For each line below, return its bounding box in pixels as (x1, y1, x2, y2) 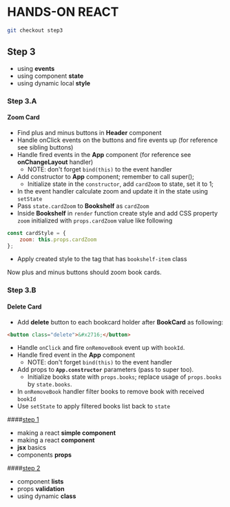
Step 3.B (7, 285, 36, 295)
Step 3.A (7, 96, 37, 105)
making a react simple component (17, 428, 116, 437)
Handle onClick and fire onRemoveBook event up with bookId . (17, 344, 185, 352)
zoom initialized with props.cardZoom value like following (17, 216, 173, 225)
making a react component (17, 436, 95, 444)
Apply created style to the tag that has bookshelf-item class (17, 255, 187, 263)
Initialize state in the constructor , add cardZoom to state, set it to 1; (27, 180, 214, 188)
